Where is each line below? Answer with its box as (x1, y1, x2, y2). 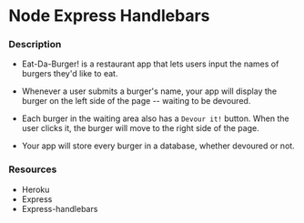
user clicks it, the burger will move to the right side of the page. (21, 123, 260, 134)
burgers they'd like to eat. (21, 68, 118, 79)
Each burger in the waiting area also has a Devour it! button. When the (21, 113, 289, 124)
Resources (8, 163, 57, 176)
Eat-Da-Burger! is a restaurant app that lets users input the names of (21, 58, 279, 69)
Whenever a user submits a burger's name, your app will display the (21, 86, 278, 96)
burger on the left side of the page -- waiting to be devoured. (21, 96, 251, 106)
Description (8, 38, 62, 51)
